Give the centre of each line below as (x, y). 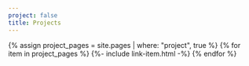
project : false (33, 15)
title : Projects (35, 23)
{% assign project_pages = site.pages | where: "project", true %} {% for (124, 45)
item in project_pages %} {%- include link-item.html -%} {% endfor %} (123, 53)
